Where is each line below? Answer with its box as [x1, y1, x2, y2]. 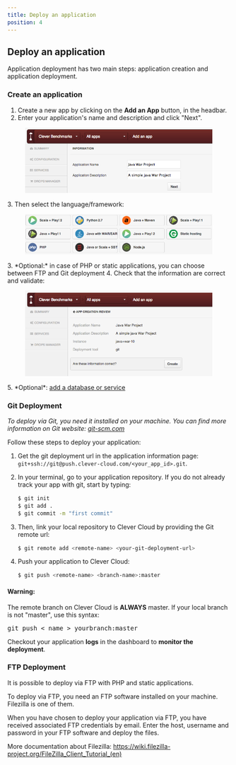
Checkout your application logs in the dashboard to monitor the [7, 637, 194, 646]
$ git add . [17, 502, 53, 509]
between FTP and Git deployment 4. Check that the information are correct [7, 268, 226, 277]
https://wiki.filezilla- [112, 742, 171, 750]
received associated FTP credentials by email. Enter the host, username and [7, 720, 230, 729]
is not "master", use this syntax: [7, 610, 100, 619]
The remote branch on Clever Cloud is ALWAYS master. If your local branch [7, 603, 228, 611]
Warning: [7, 587, 35, 595]
